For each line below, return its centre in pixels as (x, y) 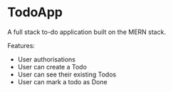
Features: (21, 45)
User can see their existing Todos (67, 74)
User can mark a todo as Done (63, 81)
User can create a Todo (52, 67)
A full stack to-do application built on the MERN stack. (86, 32)
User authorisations (47, 59)
